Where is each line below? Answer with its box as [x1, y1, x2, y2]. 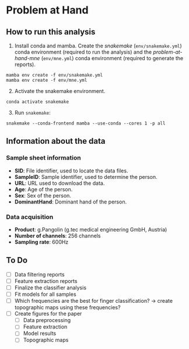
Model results [23, 330, 57, 337]
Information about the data [6, 136, 106, 146]
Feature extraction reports [14, 277, 78, 284]
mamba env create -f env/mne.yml [6, 77, 87, 83]
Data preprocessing [23, 317, 71, 324]
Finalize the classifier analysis [14, 284, 86, 291]
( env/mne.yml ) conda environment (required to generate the [41, 55, 184, 61]
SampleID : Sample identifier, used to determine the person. [14, 173, 157, 180]
